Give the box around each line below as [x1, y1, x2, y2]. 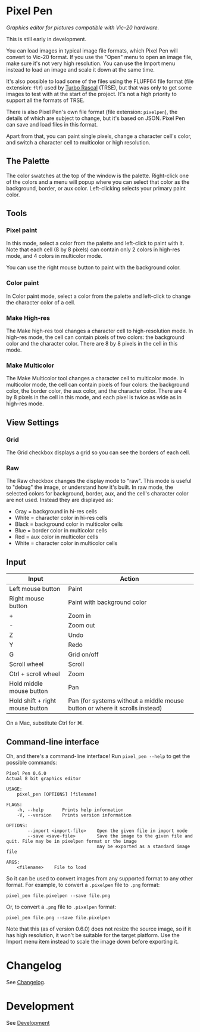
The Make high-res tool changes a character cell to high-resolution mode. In [6, 327, 193, 335]
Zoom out [68, 621, 95, 630]
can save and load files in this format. [6, 121, 98, 128]
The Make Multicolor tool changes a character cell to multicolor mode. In [6, 375, 185, 382]
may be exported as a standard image [96, 843, 190, 849]
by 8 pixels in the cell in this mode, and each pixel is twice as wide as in [6, 394, 182, 401]
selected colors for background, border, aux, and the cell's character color [6, 490, 189, 497]
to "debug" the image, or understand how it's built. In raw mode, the [6, 483, 174, 491]
